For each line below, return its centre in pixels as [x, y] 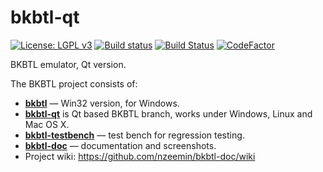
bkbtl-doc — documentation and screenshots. [120, 145]
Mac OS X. [47, 124]
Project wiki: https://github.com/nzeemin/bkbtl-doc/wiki [140, 156]
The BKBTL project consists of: [74, 83]
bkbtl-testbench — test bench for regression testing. [134, 135]
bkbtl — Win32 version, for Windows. [102, 103]
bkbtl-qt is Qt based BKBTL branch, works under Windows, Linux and [168, 113]
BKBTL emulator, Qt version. [68, 64]
